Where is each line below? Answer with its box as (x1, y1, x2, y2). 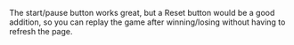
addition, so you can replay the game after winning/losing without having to (9, 17, 286, 27)
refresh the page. (9, 26, 73, 36)
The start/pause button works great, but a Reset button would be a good (9, 8, 275, 18)
